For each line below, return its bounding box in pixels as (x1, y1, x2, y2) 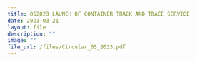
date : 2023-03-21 (7, 17, 59, 24)
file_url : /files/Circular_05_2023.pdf (7, 43, 126, 51)
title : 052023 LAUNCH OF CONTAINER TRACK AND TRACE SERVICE (7, 10, 191, 18)
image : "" (7, 37, 37, 44)
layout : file (7, 24, 46, 31)
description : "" (7, 30, 56, 38)
